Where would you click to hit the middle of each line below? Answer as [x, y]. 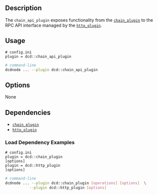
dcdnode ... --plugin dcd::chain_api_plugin [51, 70]
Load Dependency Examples [40, 142]
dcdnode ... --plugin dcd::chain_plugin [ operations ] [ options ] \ [76, 183]
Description [23, 8]
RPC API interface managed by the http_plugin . [54, 25]
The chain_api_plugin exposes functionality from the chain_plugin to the [79, 20]
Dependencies [28, 112]
